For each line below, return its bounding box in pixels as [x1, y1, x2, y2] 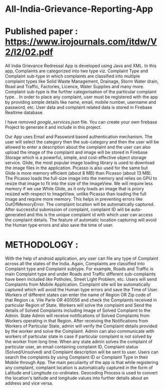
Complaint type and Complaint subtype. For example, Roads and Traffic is [5, 266, 154, 272]
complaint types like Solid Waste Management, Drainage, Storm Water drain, [5, 78, 159, 84]
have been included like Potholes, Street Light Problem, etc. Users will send [5, 276, 157, 282]
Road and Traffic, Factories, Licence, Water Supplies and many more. [5, 84, 144, 90]
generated [5, 212, 26, 218]
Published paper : [5, 26, 78, 37]
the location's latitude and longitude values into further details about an [5, 375, 149, 381]
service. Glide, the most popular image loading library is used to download [5, 160, 155, 166]
